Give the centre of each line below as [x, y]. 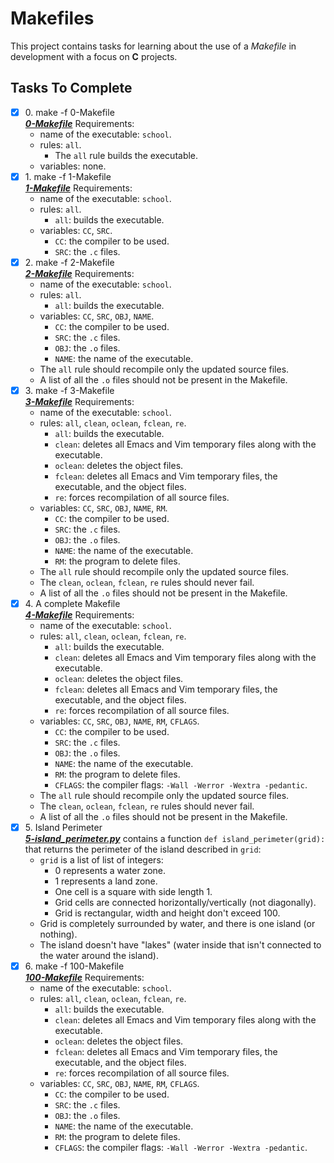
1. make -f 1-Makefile [68, 176]
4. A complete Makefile [72, 603]
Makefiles [52, 18]
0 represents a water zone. [110, 871]
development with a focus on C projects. [94, 56]
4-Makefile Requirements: [79, 615]
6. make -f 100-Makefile [74, 966]
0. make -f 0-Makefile [69, 112]
